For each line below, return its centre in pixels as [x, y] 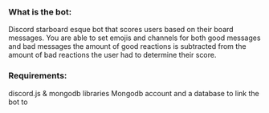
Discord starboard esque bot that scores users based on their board [121, 30]
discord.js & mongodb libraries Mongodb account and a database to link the [134, 93]
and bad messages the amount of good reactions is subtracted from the [127, 46]
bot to [18, 102]
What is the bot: [40, 12]
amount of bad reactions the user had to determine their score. [112, 55]
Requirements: [38, 76]
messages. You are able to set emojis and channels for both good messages [134, 38]
